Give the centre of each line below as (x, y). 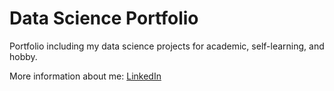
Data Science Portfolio (104, 18)
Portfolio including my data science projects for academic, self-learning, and (167, 46)
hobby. (23, 56)
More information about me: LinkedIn (85, 76)
